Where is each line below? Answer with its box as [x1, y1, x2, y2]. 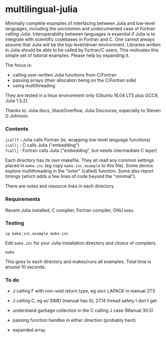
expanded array [12, 327, 46, 333]
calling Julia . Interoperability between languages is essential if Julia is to [5, 31, 155, 37]
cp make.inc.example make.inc [5, 231, 69, 236]
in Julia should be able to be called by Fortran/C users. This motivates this [5, 47, 159, 53]
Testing [5, 220, 24, 227]
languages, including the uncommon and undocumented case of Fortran [5, 25, 155, 31]
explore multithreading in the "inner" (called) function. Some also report [5, 168, 154, 174]
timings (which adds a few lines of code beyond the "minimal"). [5, 173, 137, 179]
